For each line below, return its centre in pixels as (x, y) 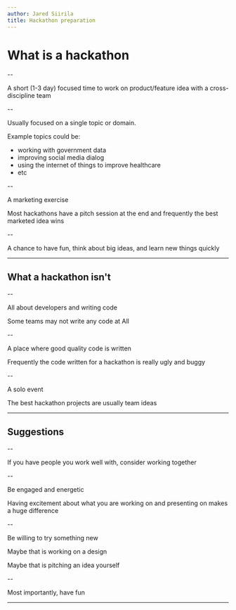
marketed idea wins (36, 221)
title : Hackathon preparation (52, 20)
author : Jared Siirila (40, 14)
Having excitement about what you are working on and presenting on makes (118, 503)
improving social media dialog (60, 158)
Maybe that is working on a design (57, 552)
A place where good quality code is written (70, 348)
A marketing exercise (38, 200)
